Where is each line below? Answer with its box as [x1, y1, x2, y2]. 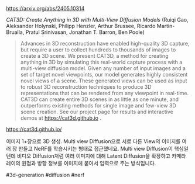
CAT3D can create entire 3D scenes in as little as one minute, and [20, 96, 179, 103]
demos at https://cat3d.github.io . [20, 114, 101, 121]
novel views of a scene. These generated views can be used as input [20, 77, 187, 84]
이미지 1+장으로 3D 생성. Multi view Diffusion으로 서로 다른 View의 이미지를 [6, 138, 181, 145]
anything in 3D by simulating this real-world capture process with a [20, 58, 183, 65]
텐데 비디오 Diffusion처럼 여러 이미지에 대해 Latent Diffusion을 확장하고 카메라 [6, 152, 186, 159]
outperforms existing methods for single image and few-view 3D [20, 102, 177, 109]
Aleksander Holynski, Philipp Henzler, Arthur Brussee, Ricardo [6, 23, 156, 29]
